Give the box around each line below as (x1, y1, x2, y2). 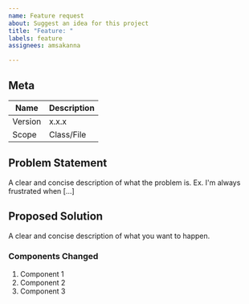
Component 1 (19, 269, 64, 278)
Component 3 (19, 286, 66, 296)
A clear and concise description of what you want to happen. (8, 231, 210, 240)
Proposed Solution (8, 210, 103, 224)
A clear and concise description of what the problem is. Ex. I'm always (8, 178, 241, 187)
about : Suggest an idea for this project (8, 19, 149, 27)
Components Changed (8, 251, 99, 262)
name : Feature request (8, 11, 84, 20)
